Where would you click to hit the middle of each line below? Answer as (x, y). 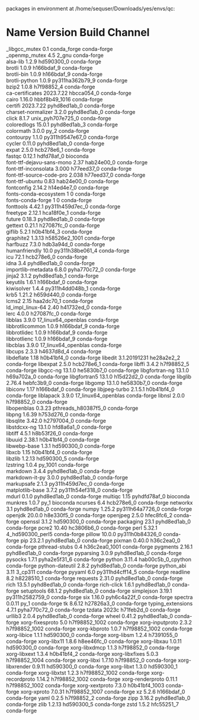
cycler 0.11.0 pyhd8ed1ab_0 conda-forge (55, 143)
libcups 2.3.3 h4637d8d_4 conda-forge (54, 351)
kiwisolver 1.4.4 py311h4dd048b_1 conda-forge (63, 288)
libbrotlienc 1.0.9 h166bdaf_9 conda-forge (57, 339)
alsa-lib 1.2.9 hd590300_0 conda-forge (54, 61)
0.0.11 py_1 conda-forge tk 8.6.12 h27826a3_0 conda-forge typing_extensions (99, 603)
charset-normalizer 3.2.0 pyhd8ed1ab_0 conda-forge (71, 111)
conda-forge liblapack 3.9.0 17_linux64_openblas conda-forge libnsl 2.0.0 (96, 395)
